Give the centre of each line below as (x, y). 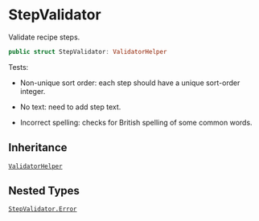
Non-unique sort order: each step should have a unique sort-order (130, 83)
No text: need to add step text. (70, 107)
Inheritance (38, 147)
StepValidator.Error (43, 209)
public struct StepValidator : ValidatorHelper (88, 51)
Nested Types (44, 191)
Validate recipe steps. (44, 37)
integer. (33, 91)
